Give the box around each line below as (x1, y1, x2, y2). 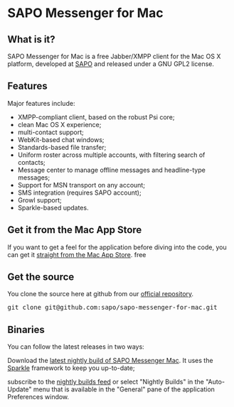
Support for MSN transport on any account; (17, 180, 146, 189)
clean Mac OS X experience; (17, 120, 102, 129)
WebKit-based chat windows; (17, 135, 105, 143)
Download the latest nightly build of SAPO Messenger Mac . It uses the (7, 357, 213, 365)
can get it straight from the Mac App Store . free (7, 250, 147, 259)
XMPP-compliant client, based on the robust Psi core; (17, 112, 175, 121)
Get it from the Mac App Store (7, 224, 142, 236)
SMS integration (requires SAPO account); (17, 188, 142, 197)
